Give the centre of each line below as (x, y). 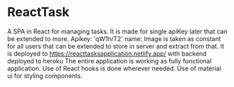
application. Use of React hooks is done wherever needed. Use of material (114, 68)
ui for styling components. (45, 76)
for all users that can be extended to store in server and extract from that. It (116, 46)
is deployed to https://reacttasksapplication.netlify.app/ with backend (107, 54)
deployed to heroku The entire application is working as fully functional (109, 61)
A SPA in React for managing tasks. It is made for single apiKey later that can (117, 31)
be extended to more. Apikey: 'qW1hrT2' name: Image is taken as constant (114, 38)
